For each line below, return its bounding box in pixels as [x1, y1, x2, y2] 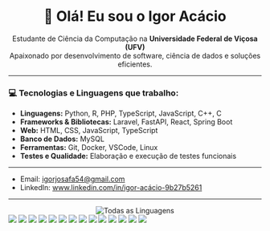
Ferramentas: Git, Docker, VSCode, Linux [19, 143, 158, 152]
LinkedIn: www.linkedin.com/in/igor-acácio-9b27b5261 [19, 183, 202, 192]
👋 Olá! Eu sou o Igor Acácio [43, 7, 227, 26]
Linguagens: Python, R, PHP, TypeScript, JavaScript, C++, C [19, 108, 223, 119]
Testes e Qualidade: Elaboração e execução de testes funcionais [19, 152, 237, 161]
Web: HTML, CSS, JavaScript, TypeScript [19, 126, 158, 136]
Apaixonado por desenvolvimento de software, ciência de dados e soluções [9, 51, 261, 60]
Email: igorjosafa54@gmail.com [19, 174, 125, 184]
